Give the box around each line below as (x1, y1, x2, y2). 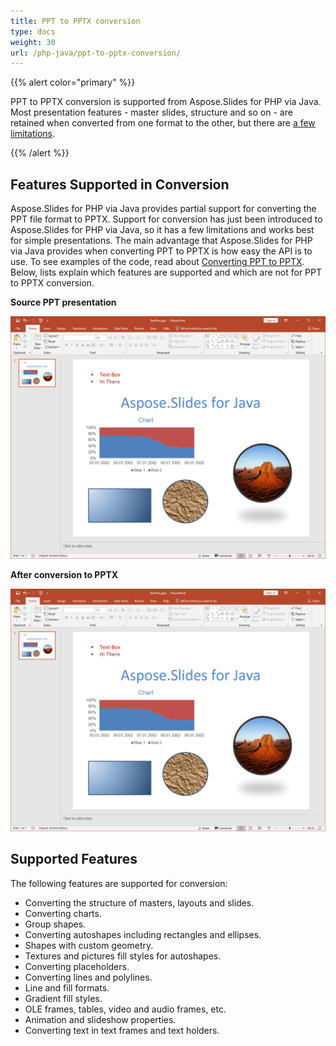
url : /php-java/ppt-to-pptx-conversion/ (10, 48, 182, 58)
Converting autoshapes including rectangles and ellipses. (24, 928, 262, 940)
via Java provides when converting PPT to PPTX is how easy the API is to (10, 245, 313, 257)
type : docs (10, 26, 56, 37)
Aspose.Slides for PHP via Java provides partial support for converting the (10, 203, 317, 215)
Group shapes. (24, 918, 87, 930)
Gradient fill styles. (24, 992, 103, 1004)
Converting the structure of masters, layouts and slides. (24, 896, 255, 909)
